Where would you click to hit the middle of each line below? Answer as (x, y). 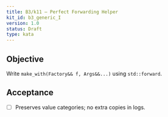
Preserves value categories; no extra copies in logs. (80, 107)
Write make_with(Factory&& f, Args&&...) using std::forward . (84, 73)
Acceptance (30, 92)
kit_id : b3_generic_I (34, 18)
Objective (25, 59)
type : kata (20, 35)
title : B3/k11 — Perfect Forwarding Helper (62, 12)
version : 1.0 (23, 23)
